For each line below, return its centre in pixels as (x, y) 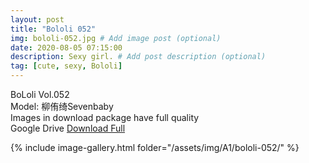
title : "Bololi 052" (53, 29)
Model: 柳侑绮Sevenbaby (62, 106)
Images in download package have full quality (105, 117)
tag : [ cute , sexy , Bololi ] (66, 66)
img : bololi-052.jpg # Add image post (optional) (116, 38)
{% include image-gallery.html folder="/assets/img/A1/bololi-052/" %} (155, 147)
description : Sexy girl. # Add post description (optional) (138, 57)
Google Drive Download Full (68, 128)
